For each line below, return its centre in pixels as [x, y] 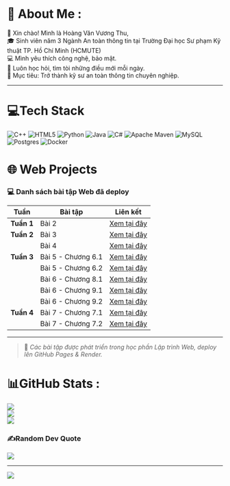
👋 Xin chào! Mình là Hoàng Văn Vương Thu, [68, 33]
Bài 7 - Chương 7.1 [71, 313]
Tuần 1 [22, 223]
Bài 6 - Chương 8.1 [71, 279]
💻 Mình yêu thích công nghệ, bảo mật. [62, 58]
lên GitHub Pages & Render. [63, 354]
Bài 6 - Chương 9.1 [71, 291]
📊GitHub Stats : [54, 384]
